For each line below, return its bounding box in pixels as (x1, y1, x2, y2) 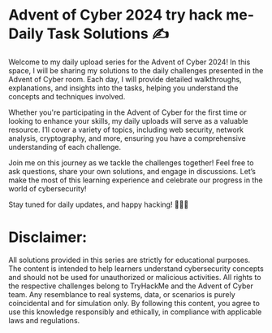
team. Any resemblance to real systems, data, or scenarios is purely (8, 289, 235, 299)
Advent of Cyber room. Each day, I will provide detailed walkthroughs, (8, 74, 242, 84)
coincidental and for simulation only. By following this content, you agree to (8, 298, 260, 308)
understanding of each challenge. (8, 142, 122, 151)
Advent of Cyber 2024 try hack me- (8, 6, 254, 24)
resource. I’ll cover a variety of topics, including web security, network (8, 125, 244, 134)
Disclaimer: (8, 228, 88, 247)
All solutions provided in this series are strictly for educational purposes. (8, 255, 251, 265)
